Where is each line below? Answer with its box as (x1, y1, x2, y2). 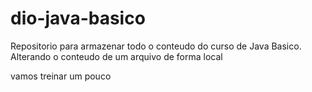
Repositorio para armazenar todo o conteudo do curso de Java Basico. (10, 40, 302, 52)
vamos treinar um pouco (10, 70, 112, 82)
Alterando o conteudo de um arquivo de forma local (10, 50, 223, 62)
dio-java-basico (10, 7, 146, 30)
